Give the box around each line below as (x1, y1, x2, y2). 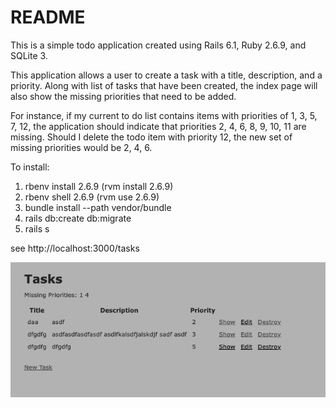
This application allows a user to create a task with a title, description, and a (10, 69, 323, 81)
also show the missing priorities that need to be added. (10, 90, 237, 102)
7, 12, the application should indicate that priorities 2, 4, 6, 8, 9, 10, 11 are (10, 120, 307, 132)
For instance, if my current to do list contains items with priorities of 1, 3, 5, (10, 109, 318, 121)
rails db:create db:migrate (24, 212, 132, 224)
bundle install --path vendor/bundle (24, 201, 172, 213)
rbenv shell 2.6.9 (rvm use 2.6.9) (24, 191, 160, 203)
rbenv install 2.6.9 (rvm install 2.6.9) (24, 180, 174, 192)
